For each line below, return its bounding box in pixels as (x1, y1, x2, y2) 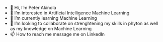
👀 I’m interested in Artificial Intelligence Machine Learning (10, 10, 130, 16)
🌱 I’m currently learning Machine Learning (10, 15, 97, 21)
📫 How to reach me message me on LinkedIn (10, 31, 105, 37)
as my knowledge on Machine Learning (10, 26, 92, 32)
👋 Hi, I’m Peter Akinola (10, 5, 56, 10)
